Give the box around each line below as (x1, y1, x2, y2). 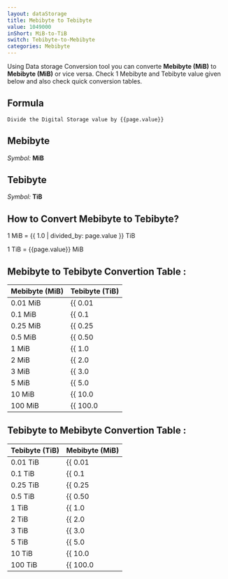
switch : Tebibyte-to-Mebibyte (7, 36, 96, 44)
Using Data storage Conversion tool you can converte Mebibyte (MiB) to (7, 62, 217, 70)
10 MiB (10, 390, 35, 399)
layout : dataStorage (7, 10, 68, 18)
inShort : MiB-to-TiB (7, 29, 68, 37)
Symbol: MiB (7, 154, 44, 162)
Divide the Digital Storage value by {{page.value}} (7, 116, 164, 123)
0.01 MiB (10, 298, 41, 308)
